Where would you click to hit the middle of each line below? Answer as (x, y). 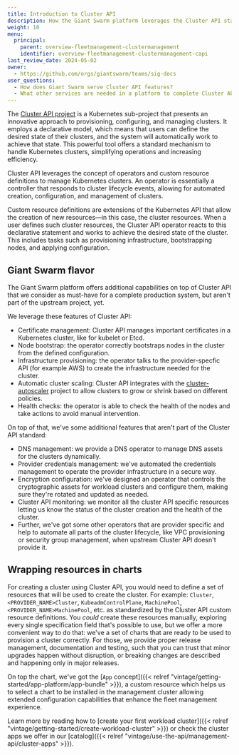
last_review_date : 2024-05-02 (52, 61)
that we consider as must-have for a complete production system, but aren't (119, 295)
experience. (25, 706)
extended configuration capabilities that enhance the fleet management (112, 699)
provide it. (32, 547)
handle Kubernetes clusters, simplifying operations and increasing (104, 152)
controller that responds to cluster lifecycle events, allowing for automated (116, 188)
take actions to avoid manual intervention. (79, 413)
